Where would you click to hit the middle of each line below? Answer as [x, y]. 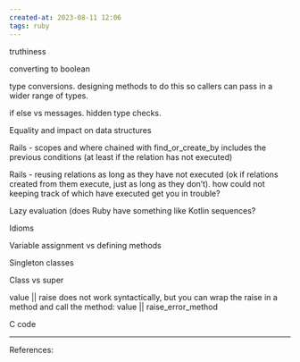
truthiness [28, 51]
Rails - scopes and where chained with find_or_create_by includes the [137, 147]
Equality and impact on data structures [80, 130]
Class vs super [37, 280]
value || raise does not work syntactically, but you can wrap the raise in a [144, 297]
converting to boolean [50, 69]
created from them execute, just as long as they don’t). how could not [137, 183]
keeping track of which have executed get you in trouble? [115, 193]
